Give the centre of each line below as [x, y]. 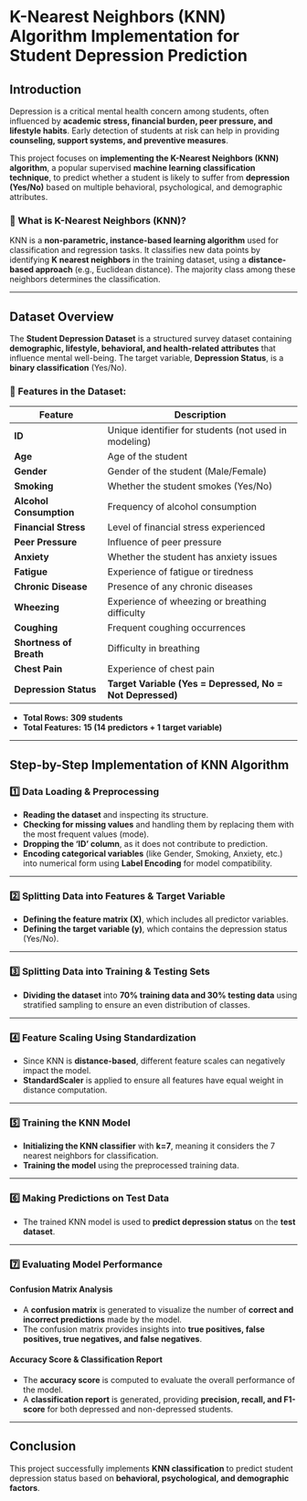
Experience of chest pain [161, 669]
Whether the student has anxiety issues [192, 557]
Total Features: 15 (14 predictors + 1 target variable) [122, 727]
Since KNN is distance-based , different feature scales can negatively [154, 1061]
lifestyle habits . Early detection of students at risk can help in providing [145, 131]
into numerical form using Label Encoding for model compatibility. [147, 863]
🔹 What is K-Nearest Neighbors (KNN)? [98, 220]
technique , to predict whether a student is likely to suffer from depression [150, 177]
